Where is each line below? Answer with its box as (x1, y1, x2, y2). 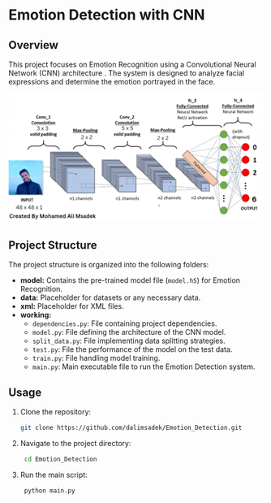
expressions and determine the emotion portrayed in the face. (8, 77, 216, 86)
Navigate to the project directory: (19, 438, 131, 448)
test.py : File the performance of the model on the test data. (32, 345, 233, 354)
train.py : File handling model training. (32, 353, 161, 363)
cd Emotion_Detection (24, 455, 97, 463)
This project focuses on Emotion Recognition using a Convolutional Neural (8, 59, 257, 69)
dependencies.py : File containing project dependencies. (32, 319, 217, 328)
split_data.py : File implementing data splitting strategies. (32, 336, 226, 346)
